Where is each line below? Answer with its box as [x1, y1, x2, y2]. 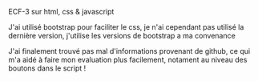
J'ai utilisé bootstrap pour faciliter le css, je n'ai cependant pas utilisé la [8, 22, 244, 31]
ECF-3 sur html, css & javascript [8, 7, 115, 16]
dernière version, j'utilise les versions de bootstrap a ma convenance [8, 31, 236, 40]
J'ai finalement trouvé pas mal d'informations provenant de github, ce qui [8, 47, 251, 55]
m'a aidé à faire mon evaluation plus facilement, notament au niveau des [8, 55, 248, 64]
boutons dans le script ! [8, 63, 87, 73]
